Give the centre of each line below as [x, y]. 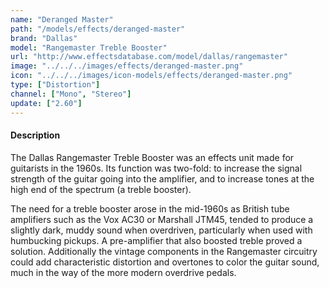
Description [35, 135]
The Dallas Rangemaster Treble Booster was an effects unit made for [152, 157]
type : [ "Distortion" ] [55, 85]
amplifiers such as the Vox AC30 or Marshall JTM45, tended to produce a [162, 219]
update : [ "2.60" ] [46, 103]
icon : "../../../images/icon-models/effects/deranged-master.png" [151, 76]
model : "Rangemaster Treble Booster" [89, 47]
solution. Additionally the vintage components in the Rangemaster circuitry [164, 251]
